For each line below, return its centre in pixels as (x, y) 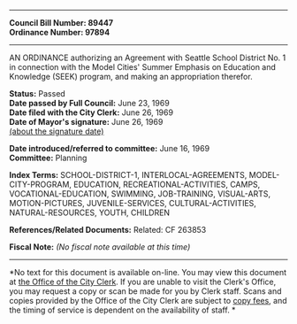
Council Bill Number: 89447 (61, 23)
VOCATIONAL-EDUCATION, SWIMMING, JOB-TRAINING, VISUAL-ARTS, (140, 194)
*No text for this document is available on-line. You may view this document (148, 272)
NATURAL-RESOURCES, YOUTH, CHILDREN (90, 212)
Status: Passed (38, 93)
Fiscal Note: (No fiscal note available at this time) (100, 247)
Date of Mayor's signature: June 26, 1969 (86, 122)
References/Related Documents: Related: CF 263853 (108, 230)
